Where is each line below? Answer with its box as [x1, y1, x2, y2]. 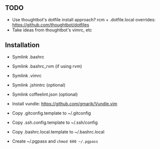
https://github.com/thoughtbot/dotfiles [12, 22, 90, 28]
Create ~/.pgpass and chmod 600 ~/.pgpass [12, 138, 98, 144]
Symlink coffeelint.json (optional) [12, 91, 78, 97]
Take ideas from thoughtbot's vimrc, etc [12, 27, 92, 33]
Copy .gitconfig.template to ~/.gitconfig [12, 110, 91, 116]
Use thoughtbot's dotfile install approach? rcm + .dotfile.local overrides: [12, 16, 156, 22]
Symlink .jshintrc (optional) [12, 82, 65, 88]
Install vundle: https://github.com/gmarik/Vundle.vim [12, 101, 118, 106]
